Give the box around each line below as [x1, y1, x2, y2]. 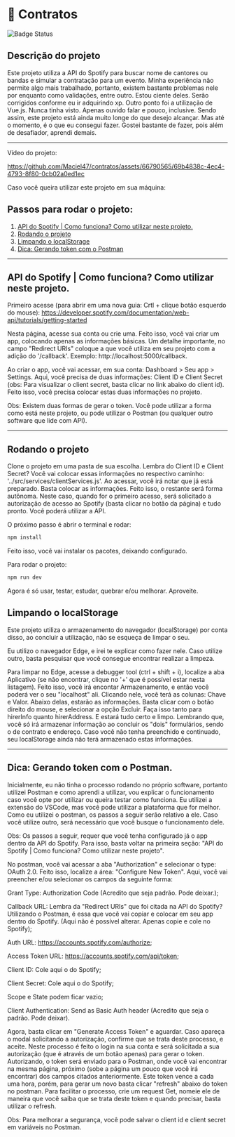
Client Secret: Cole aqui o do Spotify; [7, 979, 114, 987]
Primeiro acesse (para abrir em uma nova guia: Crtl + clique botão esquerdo [7, 301, 227, 310]
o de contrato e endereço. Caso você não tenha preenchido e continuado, [7, 727, 221, 736]
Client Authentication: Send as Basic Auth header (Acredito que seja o [7, 1006, 209, 1014]
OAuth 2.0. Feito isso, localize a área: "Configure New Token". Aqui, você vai [7, 867, 228, 876]
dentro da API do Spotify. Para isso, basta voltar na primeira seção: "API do [7, 839, 224, 847]
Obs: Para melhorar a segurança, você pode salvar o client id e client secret [7, 1115, 226, 1124]
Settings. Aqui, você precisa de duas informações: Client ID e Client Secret [7, 373, 223, 381]
